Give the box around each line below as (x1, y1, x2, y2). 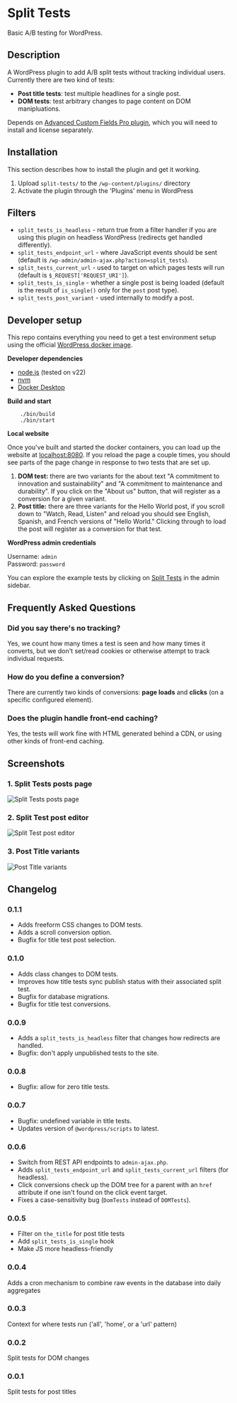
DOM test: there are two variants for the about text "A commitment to (17, 472, 220, 481)
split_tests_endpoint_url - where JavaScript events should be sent (17, 249, 218, 257)
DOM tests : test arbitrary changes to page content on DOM (17, 97, 191, 105)
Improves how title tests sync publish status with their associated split (17, 977, 221, 986)
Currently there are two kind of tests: (7, 75, 115, 84)
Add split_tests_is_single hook (17, 1237, 115, 1245)
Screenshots (7, 758, 65, 770)
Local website (7, 430, 50, 438)
